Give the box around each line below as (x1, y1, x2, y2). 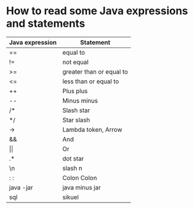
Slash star (62, 106, 90, 114)
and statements (6, 17, 85, 30)
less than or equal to (62, 77, 119, 85)
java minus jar (62, 183, 101, 191)
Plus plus (62, 87, 88, 95)
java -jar (9, 183, 34, 191)
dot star (62, 154, 84, 163)
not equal (62, 58, 89, 66)
